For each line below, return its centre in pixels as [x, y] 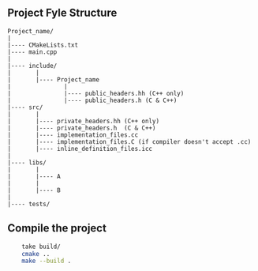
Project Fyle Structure [62, 13]
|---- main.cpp [32, 52]
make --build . [47, 261]
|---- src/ [25, 107]
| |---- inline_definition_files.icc [80, 149]
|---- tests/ [29, 204]
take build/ [41, 247]
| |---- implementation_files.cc [73, 135]
